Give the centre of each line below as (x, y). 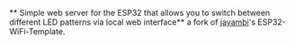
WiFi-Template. (37, 31)
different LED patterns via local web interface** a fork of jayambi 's (133, 22)
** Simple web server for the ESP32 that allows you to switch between (140, 13)
